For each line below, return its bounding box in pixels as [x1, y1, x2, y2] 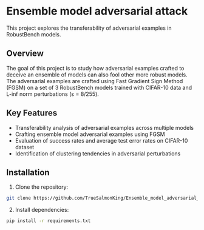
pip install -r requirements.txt [6, 218, 91, 224]
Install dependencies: [15, 206, 69, 214]
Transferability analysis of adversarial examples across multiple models [15, 124, 194, 131]
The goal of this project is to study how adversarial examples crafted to [6, 64, 185, 72]
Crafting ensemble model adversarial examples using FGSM [15, 130, 165, 138]
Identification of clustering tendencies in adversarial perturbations [15, 150, 181, 157]
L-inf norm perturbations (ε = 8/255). [6, 90, 99, 98]
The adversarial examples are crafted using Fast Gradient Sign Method [6, 77, 183, 84]
